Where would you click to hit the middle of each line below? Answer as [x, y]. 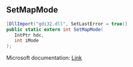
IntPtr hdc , [29, 35]
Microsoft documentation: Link [44, 58]
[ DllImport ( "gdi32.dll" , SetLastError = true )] [67, 24]
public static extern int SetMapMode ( [55, 30]
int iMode [26, 41]
